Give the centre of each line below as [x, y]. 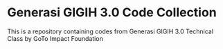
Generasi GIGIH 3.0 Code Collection [112, 13]
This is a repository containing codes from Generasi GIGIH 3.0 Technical [110, 31]
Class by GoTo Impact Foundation [55, 38]
